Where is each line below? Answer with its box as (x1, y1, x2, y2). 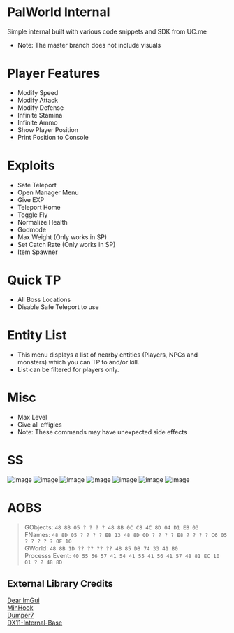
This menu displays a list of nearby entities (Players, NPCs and (17, 350, 198, 359)
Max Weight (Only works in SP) (17, 232, 107, 241)
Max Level (17, 413, 47, 421)
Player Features (7, 66, 101, 81)
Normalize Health (17, 218, 68, 226)
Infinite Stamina (17, 111, 63, 119)
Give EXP (17, 195, 45, 204)
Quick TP (7, 272, 61, 287)
